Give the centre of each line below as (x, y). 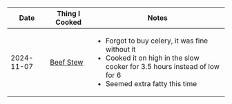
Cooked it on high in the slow (153, 58)
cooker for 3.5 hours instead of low (162, 66)
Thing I (68, 13)
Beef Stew (66, 62)
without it (120, 49)
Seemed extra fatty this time (151, 84)
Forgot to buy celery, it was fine (157, 41)
